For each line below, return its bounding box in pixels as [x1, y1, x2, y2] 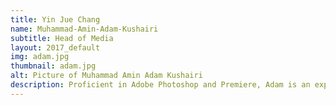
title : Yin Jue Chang [10, 14, 101, 25]
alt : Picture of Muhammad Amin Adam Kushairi [10, 71, 203, 81]
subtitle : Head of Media [10, 33, 114, 43]
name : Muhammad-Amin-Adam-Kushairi [10, 24, 159, 34]
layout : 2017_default [10, 42, 101, 53]
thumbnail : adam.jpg [10, 61, 97, 71]
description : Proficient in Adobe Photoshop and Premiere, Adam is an [10, 80, 311, 90]
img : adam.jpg [10, 52, 70, 62]
